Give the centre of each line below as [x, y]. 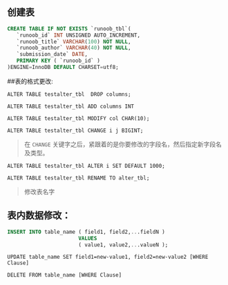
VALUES [88, 238]
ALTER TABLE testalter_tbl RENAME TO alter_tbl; [78, 178]
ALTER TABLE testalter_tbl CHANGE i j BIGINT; [75, 130]
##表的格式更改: [30, 81]
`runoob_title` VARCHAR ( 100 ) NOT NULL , [74, 41]
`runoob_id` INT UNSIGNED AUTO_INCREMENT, [78, 35]
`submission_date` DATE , [52, 55]
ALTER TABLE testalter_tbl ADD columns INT [71, 106]
